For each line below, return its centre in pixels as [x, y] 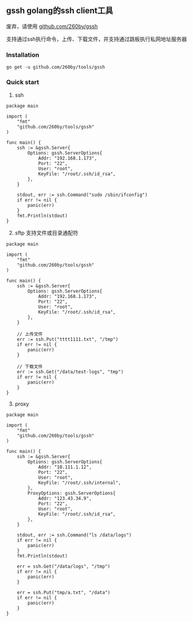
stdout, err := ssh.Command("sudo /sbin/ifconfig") [82, 195]
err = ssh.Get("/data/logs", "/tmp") [64, 566]
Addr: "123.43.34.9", [65, 499]
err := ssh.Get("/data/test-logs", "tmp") [70, 372]
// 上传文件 [30, 334]
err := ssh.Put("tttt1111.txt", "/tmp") [68, 339]
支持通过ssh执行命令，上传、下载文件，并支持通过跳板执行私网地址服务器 [97, 39]
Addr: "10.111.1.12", [65, 467]
